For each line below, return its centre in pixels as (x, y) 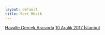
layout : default (21, 9)
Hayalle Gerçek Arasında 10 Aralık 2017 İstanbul (52, 27)
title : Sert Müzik (23, 14)
